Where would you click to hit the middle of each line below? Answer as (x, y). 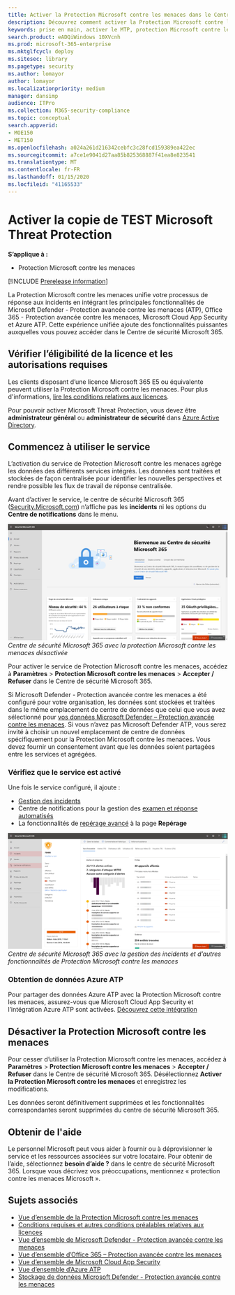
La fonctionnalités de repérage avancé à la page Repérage (103, 823)
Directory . (22, 425)
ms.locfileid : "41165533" (45, 185)
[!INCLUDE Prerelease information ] (58, 281)
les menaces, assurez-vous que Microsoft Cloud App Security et (101, 1002)
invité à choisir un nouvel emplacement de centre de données (97, 731)
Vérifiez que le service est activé (65, 772)
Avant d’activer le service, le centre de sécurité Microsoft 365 (96, 499)
